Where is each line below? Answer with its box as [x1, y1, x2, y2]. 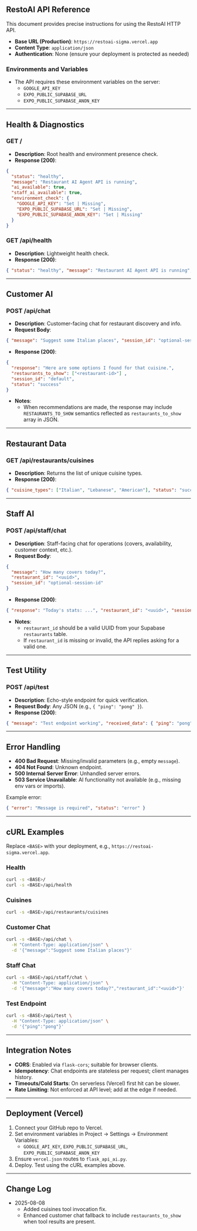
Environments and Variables [6, 65, 89, 73]
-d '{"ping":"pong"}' [11, 1024, 64, 1030]
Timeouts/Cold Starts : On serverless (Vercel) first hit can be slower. [14, 1080, 181, 1087]
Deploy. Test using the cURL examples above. [14, 1161, 125, 1168]
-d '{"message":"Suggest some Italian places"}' [11, 948, 133, 953]
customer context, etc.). [14, 546, 73, 553]
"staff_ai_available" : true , [11, 190, 83, 196]
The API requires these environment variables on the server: [14, 79, 160, 86]
